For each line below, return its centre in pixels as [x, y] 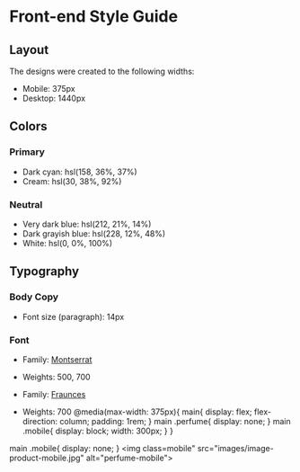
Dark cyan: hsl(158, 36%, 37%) [79, 172]
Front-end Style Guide [93, 17]
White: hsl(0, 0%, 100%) [67, 243]
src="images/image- [235, 448]
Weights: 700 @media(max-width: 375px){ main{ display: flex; [137, 412]
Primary [27, 152]
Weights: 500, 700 [57, 377]
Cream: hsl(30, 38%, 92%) [72, 181]
